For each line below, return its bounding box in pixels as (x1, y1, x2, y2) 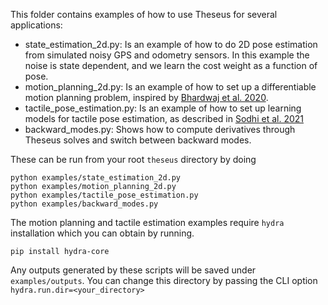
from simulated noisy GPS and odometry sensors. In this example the (24, 49, 310, 61)
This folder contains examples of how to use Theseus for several (10, 9, 278, 20)
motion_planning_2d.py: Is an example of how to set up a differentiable (24, 81, 317, 93)
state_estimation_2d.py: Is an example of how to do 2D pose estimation (24, 39, 318, 50)
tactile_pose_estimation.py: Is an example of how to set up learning (24, 102, 302, 114)
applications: (10, 19, 63, 31)
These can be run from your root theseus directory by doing (10, 154, 257, 165)
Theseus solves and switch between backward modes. (24, 134, 252, 146)
